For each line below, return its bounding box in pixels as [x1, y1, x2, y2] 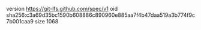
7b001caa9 [6, 18, 34, 25]
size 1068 [35, 18, 59, 25]
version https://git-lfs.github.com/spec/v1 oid [6, 5, 118, 12]
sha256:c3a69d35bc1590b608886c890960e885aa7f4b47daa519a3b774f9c [6, 11, 196, 19]
